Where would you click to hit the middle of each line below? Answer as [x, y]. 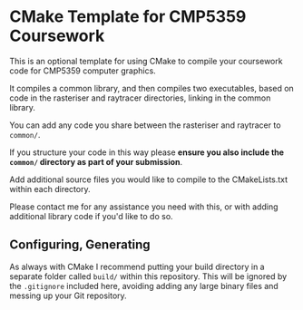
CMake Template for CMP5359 [128, 17]
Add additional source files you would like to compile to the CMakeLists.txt [149, 179]
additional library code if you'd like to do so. [92, 216]
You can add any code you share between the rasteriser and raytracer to [145, 125]
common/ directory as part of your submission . [96, 161]
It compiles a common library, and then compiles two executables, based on [152, 88]
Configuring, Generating [80, 245]
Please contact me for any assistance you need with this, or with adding [144, 207]
